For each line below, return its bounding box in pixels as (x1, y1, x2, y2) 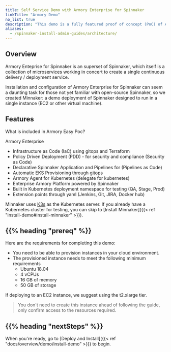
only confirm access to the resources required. (17, 307, 117, 313)
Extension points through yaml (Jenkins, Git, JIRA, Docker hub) (12, 191, 145, 197)
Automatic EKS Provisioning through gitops (12, 170, 103, 176)
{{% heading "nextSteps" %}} (5, 322, 103, 331)
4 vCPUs (20, 271, 39, 277)
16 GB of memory (20, 277, 57, 283)
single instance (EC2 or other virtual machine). (5, 100, 103, 106)
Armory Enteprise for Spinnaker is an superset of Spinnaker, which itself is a (5, 63, 165, 69)
